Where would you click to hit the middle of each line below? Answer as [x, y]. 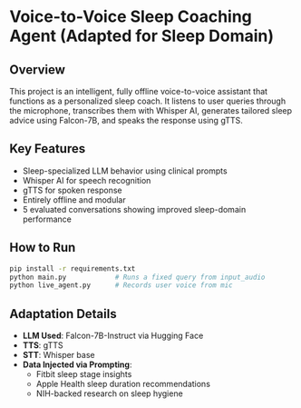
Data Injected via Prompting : [77, 364]
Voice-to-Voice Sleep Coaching [131, 17]
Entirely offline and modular [74, 199]
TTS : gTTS [43, 345]
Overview [38, 70]
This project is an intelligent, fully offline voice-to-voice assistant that [139, 91]
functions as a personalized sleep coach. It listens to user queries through [148, 101]
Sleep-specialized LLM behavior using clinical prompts [125, 171]
